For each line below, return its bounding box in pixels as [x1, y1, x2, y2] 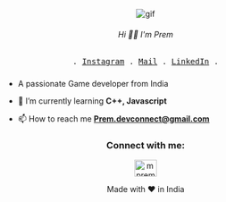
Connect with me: [105, 139, 186, 152]
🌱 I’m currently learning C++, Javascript [17, 96, 167, 106]
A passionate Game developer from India [17, 79, 169, 89]
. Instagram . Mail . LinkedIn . [72, 56, 219, 67]
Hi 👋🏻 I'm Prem [117, 29, 174, 39]
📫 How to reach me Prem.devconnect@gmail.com [17, 114, 210, 124]
